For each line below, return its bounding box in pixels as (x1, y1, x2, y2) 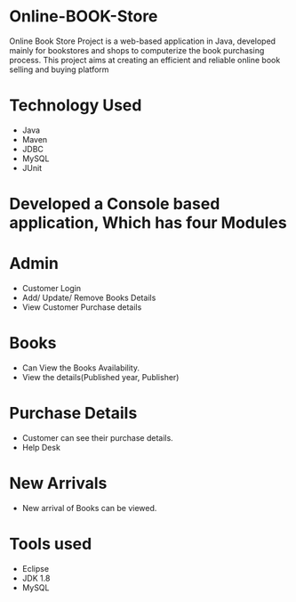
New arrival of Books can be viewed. (21, 502, 157, 513)
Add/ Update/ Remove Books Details (21, 292, 156, 303)
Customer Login (21, 283, 82, 293)
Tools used (9, 534, 92, 554)
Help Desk (21, 442, 60, 452)
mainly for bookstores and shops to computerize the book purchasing (9, 45, 265, 55)
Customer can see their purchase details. (21, 432, 173, 443)
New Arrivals (9, 474, 108, 493)
